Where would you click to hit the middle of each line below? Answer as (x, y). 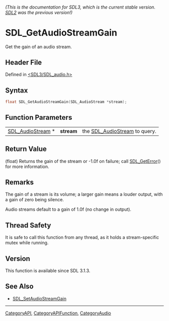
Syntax (17, 90)
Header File (24, 62)
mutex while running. (27, 243)
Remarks (20, 182)
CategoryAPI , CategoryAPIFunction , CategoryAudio (58, 313)
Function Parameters (39, 117)
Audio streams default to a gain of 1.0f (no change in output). (68, 209)
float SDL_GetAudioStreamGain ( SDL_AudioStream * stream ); (66, 102)
